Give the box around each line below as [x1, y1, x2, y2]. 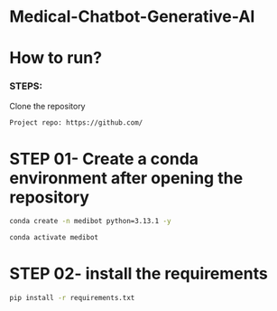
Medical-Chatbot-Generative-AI [9, 6, 255, 27]
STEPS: [9, 80, 43, 92]
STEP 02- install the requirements [9, 264, 268, 284]
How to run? [9, 48, 102, 69]
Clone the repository [9, 100, 86, 111]
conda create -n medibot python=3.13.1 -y [9, 217, 171, 226]
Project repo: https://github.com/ [9, 118, 143, 127]
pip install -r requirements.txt [9, 294, 135, 303]
